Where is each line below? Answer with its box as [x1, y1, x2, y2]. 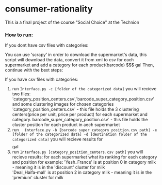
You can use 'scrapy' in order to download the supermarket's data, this [5, 52, 147, 57]
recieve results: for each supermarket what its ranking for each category [12, 154, 157, 160]
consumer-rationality [5, 3, 93, 14]
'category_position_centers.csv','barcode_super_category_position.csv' [12, 96, 155, 102]
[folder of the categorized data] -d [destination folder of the [12, 132, 147, 137]
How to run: [5, 31, 33, 38]
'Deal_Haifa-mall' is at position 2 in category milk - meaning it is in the [12, 170, 152, 175]
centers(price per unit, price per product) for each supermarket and [12, 112, 148, 117]
